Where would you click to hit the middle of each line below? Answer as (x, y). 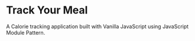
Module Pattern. (26, 32)
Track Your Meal (47, 10)
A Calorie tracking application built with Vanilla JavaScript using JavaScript (97, 26)
